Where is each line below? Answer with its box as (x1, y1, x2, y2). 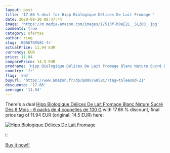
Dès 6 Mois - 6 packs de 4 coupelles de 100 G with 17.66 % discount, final (5, 107, 160, 113)
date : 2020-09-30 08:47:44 (5, 17, 62, 22)
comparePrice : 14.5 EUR (5, 59, 56, 64)
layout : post (5, 7, 33, 13)
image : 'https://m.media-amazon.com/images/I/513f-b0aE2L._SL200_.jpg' (5, 21, 159, 27)
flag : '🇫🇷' (5, 73, 30, 78)
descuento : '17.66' (5, 82, 47, 87)
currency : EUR (5, 49, 35, 55)
